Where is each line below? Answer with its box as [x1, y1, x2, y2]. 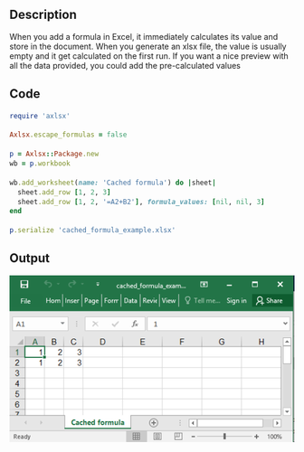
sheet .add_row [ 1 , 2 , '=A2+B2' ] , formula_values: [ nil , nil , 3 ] [17, 197, 265, 206]
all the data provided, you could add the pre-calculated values [9, 60, 242, 71]
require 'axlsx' [9, 111, 71, 120]
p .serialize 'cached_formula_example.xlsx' [9, 226, 176, 235]
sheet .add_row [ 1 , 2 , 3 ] [17, 187, 111, 197]
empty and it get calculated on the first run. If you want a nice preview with [9, 50, 290, 61]
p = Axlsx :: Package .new [9, 149, 100, 159]
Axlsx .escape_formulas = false [9, 130, 128, 139]
